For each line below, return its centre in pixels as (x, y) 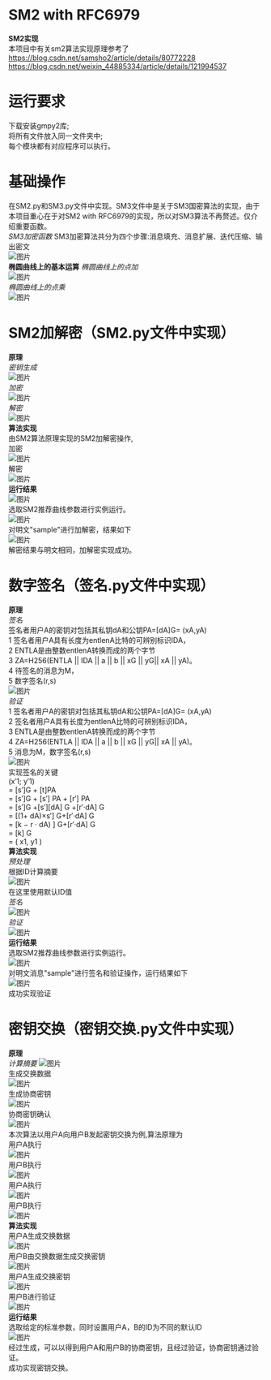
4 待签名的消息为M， (43, 671)
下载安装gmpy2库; (39, 125)
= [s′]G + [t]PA (32, 790)
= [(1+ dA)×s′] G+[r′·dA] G (51, 815)
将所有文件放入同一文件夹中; (56, 136)
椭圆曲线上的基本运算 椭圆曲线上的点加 (73, 266)
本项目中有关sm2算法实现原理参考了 (69, 48)
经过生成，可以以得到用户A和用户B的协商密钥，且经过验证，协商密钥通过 (130, 1347)
